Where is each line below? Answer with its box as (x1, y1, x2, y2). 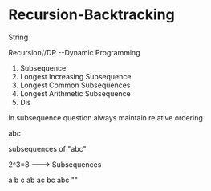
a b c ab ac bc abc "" (8, 175, 79, 185)
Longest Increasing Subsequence (19, 71, 132, 81)
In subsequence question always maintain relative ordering (8, 112, 203, 122)
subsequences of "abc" (8, 144, 87, 153)
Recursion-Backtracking (8, 6, 175, 24)
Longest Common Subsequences (19, 80, 131, 90)
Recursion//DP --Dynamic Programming (8, 47, 140, 57)
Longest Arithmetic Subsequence (19, 88, 131, 98)
